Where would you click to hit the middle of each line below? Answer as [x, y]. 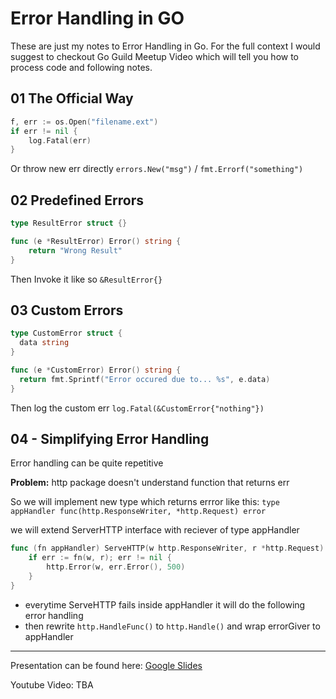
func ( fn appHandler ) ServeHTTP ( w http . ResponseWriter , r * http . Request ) [167, 548]
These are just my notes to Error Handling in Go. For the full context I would [165, 46]
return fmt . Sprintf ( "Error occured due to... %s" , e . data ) [145, 379]
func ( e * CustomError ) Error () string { [96, 370]
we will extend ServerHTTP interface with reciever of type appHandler [155, 530]
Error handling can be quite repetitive [87, 463]
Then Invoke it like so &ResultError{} [86, 279]
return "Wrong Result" [75, 250]
